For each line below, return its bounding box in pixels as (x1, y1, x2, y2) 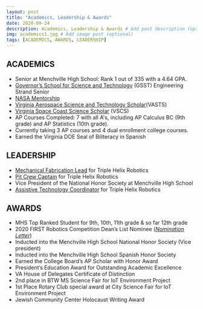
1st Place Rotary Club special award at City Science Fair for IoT (14, 283, 172, 290)
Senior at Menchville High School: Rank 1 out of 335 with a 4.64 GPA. (14, 75, 187, 82)
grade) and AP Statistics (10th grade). (14, 120, 109, 127)
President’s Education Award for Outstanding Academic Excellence (14, 264, 182, 272)
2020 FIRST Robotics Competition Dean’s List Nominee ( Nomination (14, 226, 184, 233)
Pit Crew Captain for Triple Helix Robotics (14, 173, 118, 180)
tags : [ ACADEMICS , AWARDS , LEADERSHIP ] (6, 37, 107, 43)
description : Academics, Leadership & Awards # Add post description (6, 25, 185, 32)
